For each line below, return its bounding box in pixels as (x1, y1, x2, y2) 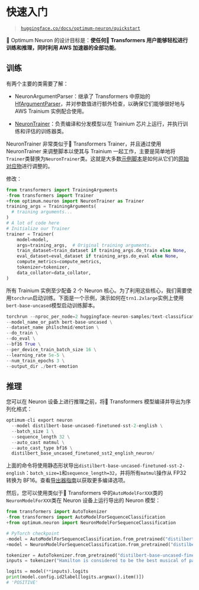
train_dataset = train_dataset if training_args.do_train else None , (17, 248, 187, 254)
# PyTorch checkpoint (6, 530, 60, 537)
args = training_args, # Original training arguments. (17, 242, 152, 248)
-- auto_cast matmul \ (11, 439, 65, 446)
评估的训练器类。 (25, 127, 67, 134)
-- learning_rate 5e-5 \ (6, 352, 65, 358)
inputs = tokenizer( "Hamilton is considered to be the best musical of (6, 558, 187, 564)
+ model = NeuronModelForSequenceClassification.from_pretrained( (6, 541, 171, 547)
